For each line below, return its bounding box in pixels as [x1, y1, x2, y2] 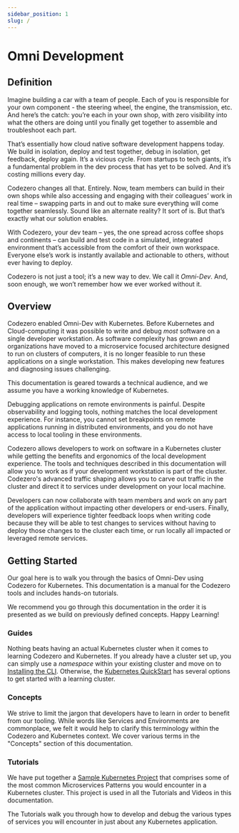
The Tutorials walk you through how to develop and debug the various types [7, 810, 232, 819]
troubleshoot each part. [7, 126, 77, 134]
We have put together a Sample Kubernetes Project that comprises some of [7, 773, 230, 782]
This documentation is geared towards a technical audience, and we [7, 379, 208, 387]
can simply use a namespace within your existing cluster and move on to [7, 659, 222, 668]
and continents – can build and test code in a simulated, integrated [7, 235, 203, 244]
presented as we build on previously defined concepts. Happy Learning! [7, 610, 220, 619]
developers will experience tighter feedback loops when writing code [7, 512, 211, 520]
